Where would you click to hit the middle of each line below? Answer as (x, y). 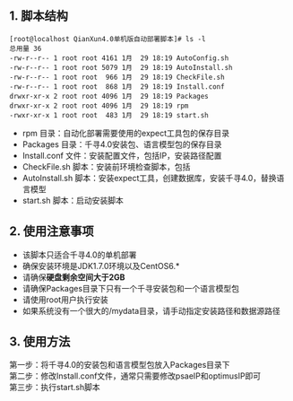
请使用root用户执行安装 (65, 300)
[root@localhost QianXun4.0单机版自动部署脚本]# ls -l (108, 39)
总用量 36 (26, 48)
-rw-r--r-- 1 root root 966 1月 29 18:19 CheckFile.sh (117, 77)
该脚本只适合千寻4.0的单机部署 (79, 255)
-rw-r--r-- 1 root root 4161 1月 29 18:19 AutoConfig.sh (119, 58)
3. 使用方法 (40, 342)
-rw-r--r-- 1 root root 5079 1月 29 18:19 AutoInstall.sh (121, 67)
